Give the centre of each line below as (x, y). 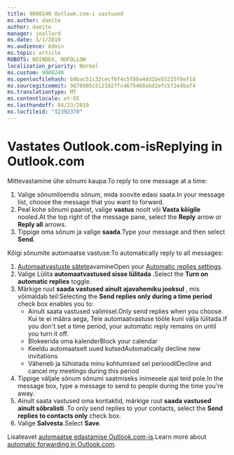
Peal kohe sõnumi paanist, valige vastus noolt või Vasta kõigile (109, 209)
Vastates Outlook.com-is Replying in (115, 146)
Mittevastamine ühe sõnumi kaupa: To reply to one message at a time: (108, 180)
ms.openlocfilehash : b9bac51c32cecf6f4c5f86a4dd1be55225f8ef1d (102, 79)
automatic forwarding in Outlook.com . (62, 444)
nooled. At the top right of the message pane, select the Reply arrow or (119, 217)
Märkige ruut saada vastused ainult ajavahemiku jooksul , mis (108, 289)
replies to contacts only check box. (69, 416)
